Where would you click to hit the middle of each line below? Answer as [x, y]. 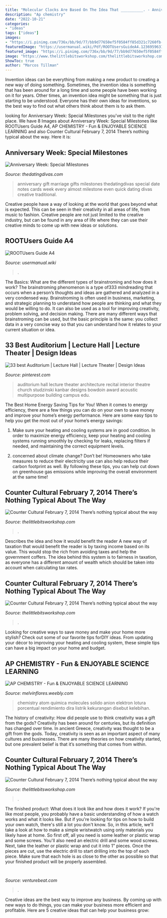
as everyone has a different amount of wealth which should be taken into [80, 562]
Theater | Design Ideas [41, 353]
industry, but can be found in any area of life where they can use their [77, 220]
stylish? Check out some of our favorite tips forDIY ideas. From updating [79, 637]
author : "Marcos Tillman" [32, 65]
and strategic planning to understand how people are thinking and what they [83, 303]
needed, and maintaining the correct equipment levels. [68, 446]
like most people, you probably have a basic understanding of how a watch [82, 814]
